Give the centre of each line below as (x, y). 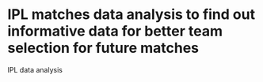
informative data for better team (115, 31)
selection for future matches (103, 48)
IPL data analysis (35, 69)
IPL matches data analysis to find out (131, 15)
